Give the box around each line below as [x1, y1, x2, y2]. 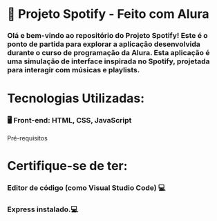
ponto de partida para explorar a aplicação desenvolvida [7, 39, 200, 49]
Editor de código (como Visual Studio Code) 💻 [7, 182, 166, 192]
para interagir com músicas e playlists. [7, 65, 140, 75]
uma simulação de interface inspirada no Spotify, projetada [7, 56, 210, 66]
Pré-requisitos [7, 134, 48, 142]
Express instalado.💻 [7, 204, 78, 214]
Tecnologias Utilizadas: [7, 91, 145, 106]
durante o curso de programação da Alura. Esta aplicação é [7, 48, 210, 58]
